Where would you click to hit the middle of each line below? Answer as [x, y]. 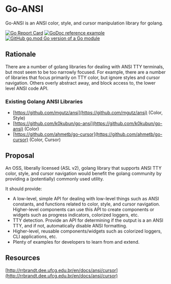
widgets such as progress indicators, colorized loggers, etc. [76, 215]
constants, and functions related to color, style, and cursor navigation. [86, 204]
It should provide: [24, 189]
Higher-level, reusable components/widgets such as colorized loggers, [87, 231]
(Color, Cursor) [45, 140]
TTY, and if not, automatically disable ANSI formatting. [70, 225]
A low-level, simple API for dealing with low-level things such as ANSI [86, 198]
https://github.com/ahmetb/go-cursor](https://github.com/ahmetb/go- [88, 134]
